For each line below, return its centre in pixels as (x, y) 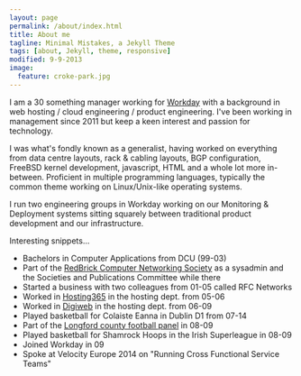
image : (22, 69)
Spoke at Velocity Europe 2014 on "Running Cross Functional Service (151, 353)
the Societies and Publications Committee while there (121, 277)
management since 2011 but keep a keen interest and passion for (130, 121)
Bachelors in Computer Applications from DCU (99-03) (124, 258)
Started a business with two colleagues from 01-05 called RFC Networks (157, 287)
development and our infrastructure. (77, 223)
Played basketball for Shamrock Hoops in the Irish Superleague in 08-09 (157, 335)
